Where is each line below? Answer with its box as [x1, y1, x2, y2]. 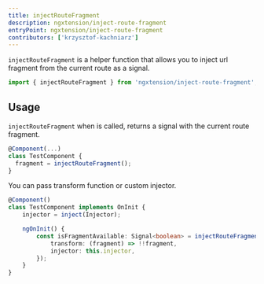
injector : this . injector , [49, 247, 135, 255]
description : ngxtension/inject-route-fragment [8, 19, 167, 27]
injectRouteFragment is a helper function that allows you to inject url [8, 55, 229, 65]
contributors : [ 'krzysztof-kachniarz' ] [8, 33, 139, 42]
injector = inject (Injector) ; [22, 211, 122, 219]
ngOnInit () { [22, 225, 65, 233]
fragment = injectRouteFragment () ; [15, 159, 132, 168]
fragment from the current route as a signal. [8, 64, 150, 73]
